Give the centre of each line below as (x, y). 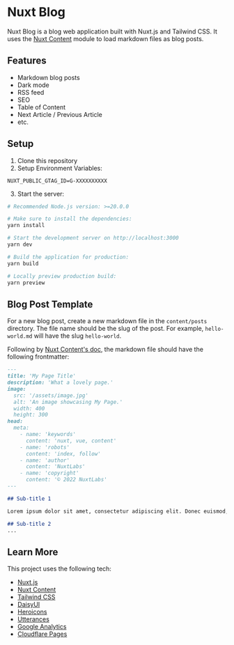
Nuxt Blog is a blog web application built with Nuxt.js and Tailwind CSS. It (112, 31)
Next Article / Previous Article (60, 114)
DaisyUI (29, 605)
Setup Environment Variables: (60, 168)
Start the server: (41, 194)
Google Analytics (42, 627)
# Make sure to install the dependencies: (70, 219)
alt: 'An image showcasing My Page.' (68, 402)
